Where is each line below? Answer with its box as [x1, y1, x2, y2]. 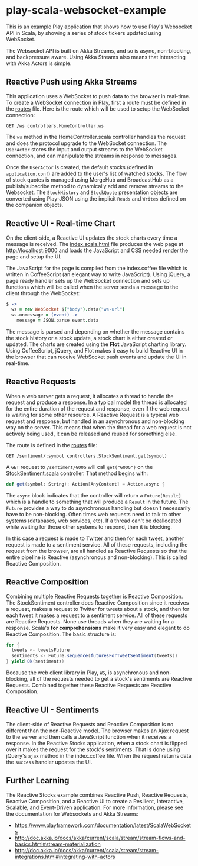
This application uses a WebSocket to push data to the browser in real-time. [6, 92, 190, 99]
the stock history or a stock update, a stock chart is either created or [6, 335, 173, 342]
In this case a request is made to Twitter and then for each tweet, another [6, 535, 184, 542]
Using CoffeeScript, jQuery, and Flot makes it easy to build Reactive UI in [6, 347, 183, 354]
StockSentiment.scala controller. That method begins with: [6, 470, 148, 477]
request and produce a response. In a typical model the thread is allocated [6, 399, 187, 406]
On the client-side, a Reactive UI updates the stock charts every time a [6, 234, 178, 241]
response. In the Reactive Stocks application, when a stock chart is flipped [6, 739, 187, 747]
